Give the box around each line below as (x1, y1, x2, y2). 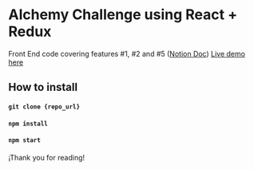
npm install (8, 120, 48, 128)
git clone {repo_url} (8, 102, 81, 111)
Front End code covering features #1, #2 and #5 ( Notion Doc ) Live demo (8, 49, 246, 58)
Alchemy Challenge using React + (8, 6, 238, 24)
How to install (8, 81, 78, 94)
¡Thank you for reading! (8, 152, 85, 162)
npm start (8, 136, 42, 144)
